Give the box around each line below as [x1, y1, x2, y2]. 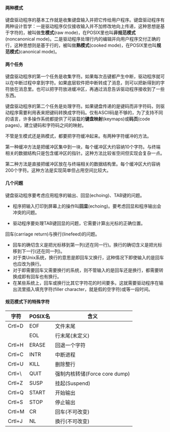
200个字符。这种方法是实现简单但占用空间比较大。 [5, 168, 111, 174]
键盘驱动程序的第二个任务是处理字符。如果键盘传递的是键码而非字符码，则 [5, 103, 160, 109]
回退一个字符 [55, 342, 86, 349]
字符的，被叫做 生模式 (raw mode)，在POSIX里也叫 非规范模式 [9, 29, 136, 36]
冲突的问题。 [12, 209, 39, 215]
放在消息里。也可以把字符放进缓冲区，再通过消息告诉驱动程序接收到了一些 [9, 86, 165, 92]
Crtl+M [8, 408, 24, 415]
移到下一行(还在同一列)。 [12, 248, 65, 254]
